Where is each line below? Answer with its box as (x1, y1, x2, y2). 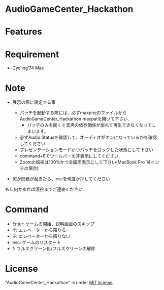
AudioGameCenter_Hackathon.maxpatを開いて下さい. (19, 116, 129, 122)
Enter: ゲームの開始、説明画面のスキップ (12, 221, 95, 227)
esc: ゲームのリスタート (12, 240, 61, 246)
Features (5, 26, 42, 38)
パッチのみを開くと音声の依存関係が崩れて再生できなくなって (27, 122, 152, 128)
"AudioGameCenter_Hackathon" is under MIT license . (5, 280, 114, 286)
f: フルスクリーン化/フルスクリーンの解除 (12, 246, 96, 251)
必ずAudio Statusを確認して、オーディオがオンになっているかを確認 (19, 134, 157, 140)
